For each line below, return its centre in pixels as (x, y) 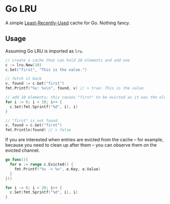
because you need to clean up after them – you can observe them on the (81, 145)
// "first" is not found (31, 120)
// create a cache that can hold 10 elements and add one (68, 60)
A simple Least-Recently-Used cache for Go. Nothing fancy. (68, 23)
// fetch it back (24, 79)
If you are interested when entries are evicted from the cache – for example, (84, 140)
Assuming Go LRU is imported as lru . (44, 51)
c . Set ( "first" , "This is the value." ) (46, 70)
